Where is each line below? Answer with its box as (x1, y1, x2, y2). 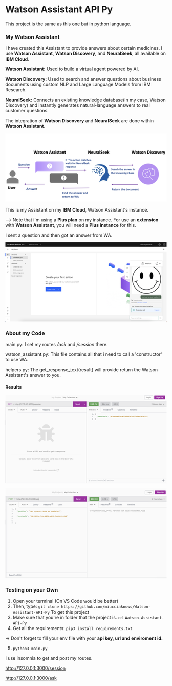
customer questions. (5, 108, 49, 114)
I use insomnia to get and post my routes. (5, 655, 93, 661)
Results (5, 384, 22, 390)
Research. (5, 87, 27, 93)
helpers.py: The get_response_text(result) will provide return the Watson (5, 367, 158, 373)
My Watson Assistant (5, 33, 60, 41)
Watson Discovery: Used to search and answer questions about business (5, 76, 161, 82)
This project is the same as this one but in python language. (5, 21, 132, 27)
